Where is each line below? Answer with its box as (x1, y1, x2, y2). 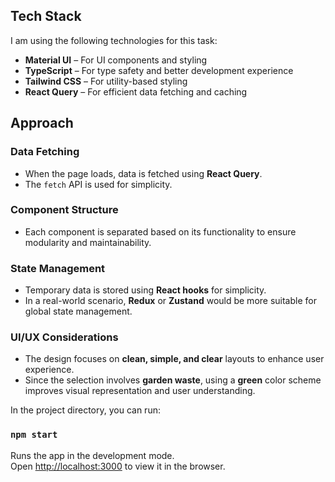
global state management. (24, 305, 133, 318)
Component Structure (10, 203, 119, 217)
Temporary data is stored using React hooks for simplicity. (24, 284, 267, 296)
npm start (10, 429, 58, 441)
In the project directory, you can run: (10, 404, 161, 416)
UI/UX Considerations (10, 330, 119, 344)
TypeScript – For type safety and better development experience (24, 64, 294, 76)
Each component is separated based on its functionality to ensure (24, 225, 297, 238)
